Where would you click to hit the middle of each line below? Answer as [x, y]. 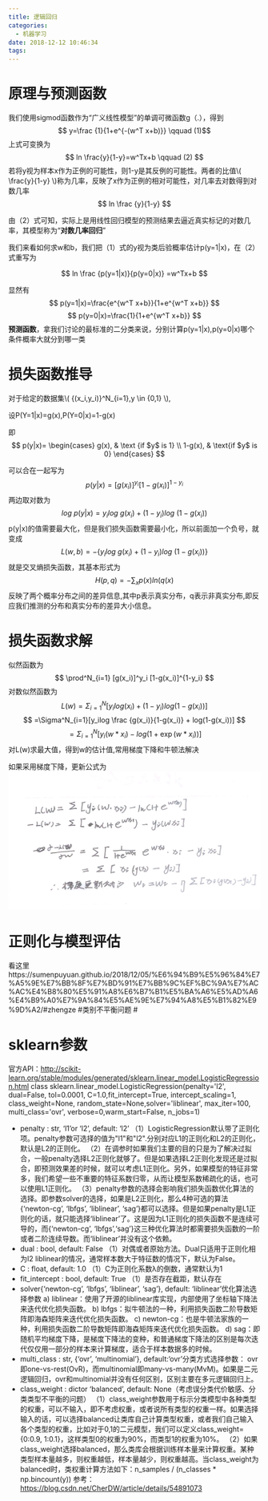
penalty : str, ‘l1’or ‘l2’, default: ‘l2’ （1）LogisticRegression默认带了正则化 [140, 1129]
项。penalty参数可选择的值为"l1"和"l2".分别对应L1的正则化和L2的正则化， [140, 1139]
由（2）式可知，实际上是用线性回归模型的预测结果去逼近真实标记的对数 [126, 220]
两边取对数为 [29, 500]
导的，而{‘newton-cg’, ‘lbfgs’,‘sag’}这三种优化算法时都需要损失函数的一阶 [140, 1229]
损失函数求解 [51, 641]
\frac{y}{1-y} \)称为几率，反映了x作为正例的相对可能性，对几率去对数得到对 [133, 181]
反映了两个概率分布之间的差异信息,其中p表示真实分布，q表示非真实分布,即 [130, 595]
